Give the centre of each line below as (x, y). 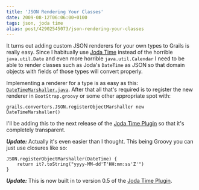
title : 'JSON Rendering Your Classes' (55, 12)
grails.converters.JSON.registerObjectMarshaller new (75, 107)
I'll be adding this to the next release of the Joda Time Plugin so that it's (95, 124)
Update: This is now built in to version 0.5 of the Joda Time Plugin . (89, 181)
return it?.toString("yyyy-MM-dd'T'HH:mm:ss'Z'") (81, 164)
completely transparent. (36, 130)
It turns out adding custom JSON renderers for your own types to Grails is (98, 46)
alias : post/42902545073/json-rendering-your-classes (75, 29)
